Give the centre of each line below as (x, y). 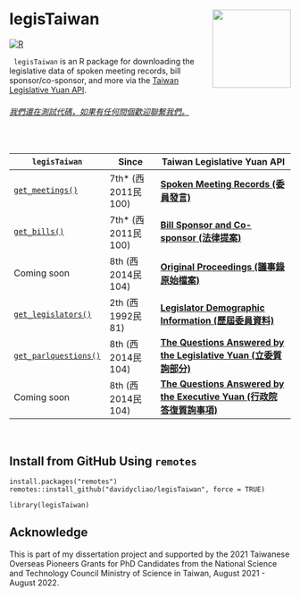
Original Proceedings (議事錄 (223, 267)
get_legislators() (53, 315)
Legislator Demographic (212, 308)
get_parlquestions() (57, 356)
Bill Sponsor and (196, 226)
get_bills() (39, 232)
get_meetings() (46, 191)
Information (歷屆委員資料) (217, 320)
